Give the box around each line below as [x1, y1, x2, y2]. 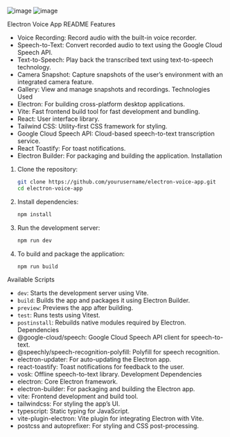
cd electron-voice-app [17, 185, 83, 192]
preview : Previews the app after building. [17, 304, 134, 312]
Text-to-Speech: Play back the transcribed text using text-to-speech [17, 56, 213, 64]
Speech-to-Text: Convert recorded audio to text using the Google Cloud [17, 41, 223, 49]
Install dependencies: [17, 197, 79, 206]
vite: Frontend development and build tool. [17, 393, 139, 401]
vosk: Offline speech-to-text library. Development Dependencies [17, 370, 202, 379]
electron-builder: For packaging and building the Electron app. [17, 385, 195, 393]
